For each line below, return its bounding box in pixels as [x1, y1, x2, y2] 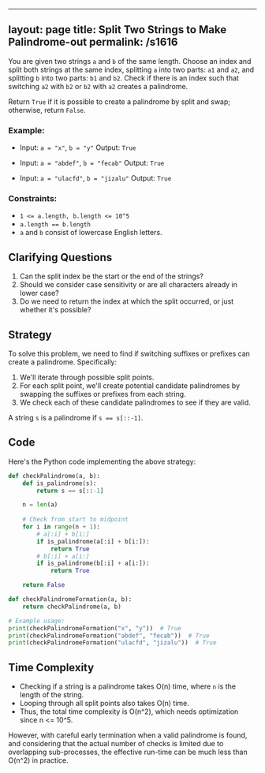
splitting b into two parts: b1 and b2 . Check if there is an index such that [8, 73, 239, 83]
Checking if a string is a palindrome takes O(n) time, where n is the [19, 682, 237, 691]
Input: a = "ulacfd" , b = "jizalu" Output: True [19, 174, 172, 183]
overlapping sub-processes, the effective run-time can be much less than [8, 747, 248, 757]
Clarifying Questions [8, 250, 113, 264]
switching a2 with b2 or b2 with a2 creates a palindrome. [8, 81, 188, 91]
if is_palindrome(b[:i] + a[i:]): [36, 559, 150, 568]
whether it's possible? [19, 305, 91, 315]
